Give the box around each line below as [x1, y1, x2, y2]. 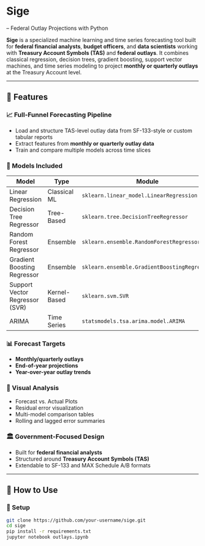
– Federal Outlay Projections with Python [6, 24, 109, 32]
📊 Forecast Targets [6, 339, 66, 348]
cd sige [6, 523, 26, 529]
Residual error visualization [15, 404, 84, 411]
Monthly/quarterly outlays [15, 355, 84, 363]
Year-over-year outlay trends [15, 369, 92, 376]
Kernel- [48, 288, 70, 296]
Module [136, 177, 159, 185]
